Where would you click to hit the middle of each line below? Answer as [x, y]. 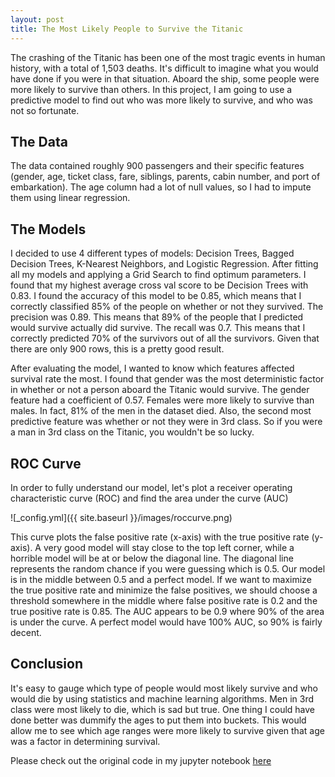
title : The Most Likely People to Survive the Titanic [127, 29]
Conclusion [47, 664]
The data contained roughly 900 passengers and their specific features [157, 166]
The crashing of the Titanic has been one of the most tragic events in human [168, 57]
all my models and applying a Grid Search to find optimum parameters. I [158, 275]
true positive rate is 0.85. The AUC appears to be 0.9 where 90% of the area [167, 611]
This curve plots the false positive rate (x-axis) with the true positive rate [160, 537]
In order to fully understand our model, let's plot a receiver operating [151, 487]
